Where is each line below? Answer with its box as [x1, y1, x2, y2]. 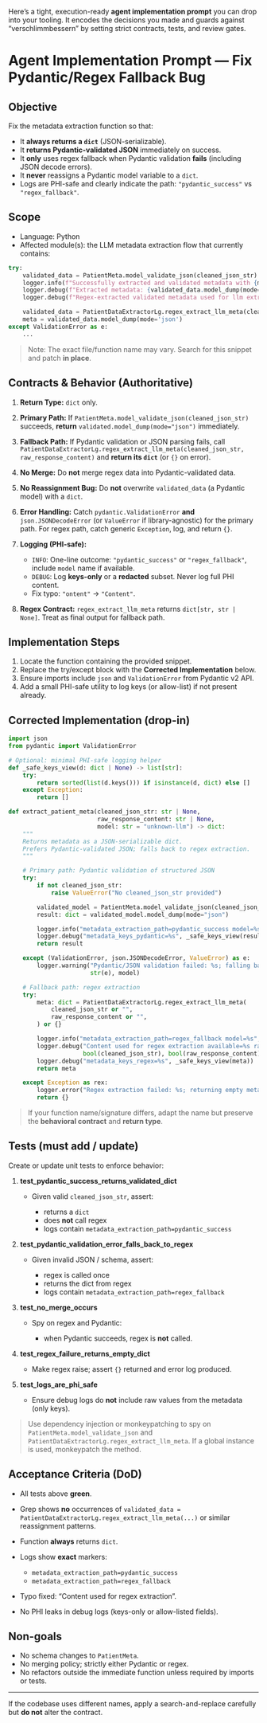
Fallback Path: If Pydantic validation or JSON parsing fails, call [19, 437, 226, 446]
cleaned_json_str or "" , [50, 1005, 133, 1014]
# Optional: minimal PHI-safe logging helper [8, 756, 161, 764]
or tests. [19, 1676, 48, 1686]
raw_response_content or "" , [50, 1013, 148, 1021]
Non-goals [8, 1630, 62, 1643]
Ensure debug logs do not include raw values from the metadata [31, 1395, 243, 1404]
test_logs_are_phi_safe [19, 1380, 98, 1389]
